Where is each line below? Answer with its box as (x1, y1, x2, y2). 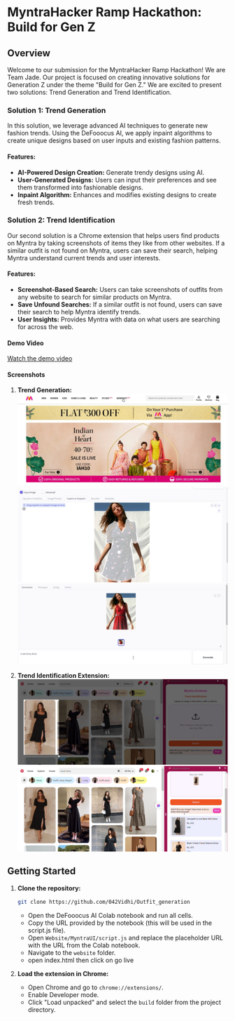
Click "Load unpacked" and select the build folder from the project (27, 998, 222, 1006)
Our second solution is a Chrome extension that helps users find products (7, 231, 220, 239)
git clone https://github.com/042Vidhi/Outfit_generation (17, 898, 190, 905)
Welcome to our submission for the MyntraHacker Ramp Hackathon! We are (7, 66, 226, 74)
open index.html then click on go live (27, 956, 134, 964)
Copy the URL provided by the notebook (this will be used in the (27, 919, 212, 927)
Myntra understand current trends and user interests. (7, 253, 161, 262)
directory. (27, 1005, 56, 1014)
